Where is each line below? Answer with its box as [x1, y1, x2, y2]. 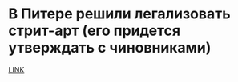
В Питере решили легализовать [8, 5, 231, 23]
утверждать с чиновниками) [8, 39, 212, 57]
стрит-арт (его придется [8, 21, 181, 40]
